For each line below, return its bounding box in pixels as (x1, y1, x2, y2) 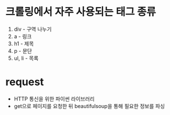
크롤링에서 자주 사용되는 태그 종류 (5, 5, 156, 19)
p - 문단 (13, 47, 33, 54)
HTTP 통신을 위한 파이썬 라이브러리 (13, 95, 95, 102)
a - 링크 (13, 33, 32, 39)
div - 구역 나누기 (13, 26, 52, 33)
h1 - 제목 (13, 40, 34, 47)
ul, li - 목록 (13, 55, 39, 62)
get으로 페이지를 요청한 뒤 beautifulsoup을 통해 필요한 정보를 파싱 (13, 102, 165, 109)
